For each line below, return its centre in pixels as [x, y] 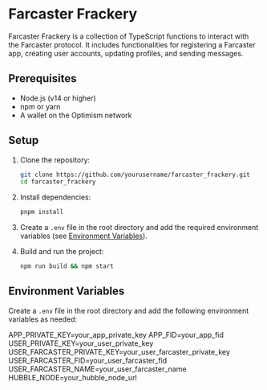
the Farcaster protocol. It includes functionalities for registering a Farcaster [132, 44]
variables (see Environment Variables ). [84, 236]
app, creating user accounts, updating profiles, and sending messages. [126, 53]
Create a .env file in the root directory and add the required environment [139, 228]
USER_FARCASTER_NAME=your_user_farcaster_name [97, 369]
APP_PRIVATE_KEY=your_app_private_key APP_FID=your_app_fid [116, 335]
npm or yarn [40, 106]
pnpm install [42, 212]
